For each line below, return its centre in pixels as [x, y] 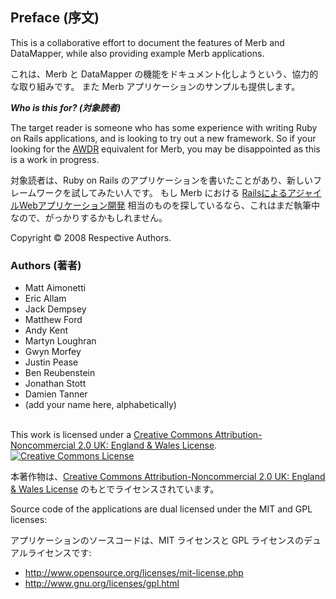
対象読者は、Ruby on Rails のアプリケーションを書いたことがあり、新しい [162, 180]
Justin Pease [51, 362]
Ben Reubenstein [60, 373]
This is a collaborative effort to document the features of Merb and [147, 42]
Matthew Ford [53, 320]
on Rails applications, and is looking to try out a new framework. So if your [163, 138]
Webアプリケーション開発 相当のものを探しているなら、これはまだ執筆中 [169, 205]
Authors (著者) [46, 265]
